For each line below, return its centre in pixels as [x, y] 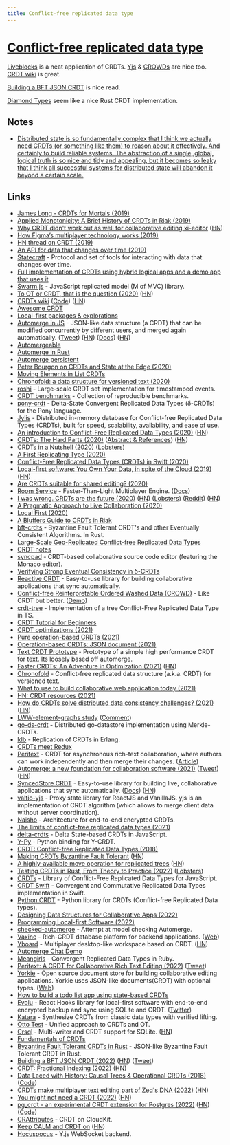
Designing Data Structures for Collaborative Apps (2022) [97, 915]
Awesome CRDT [40, 308]
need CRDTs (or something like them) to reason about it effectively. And [118, 146]
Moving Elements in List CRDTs [61, 374]
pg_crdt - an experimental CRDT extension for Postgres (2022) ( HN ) [113, 1105]
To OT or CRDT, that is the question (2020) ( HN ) [85, 294]
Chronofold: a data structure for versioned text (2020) [93, 382]
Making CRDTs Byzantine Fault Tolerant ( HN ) [80, 856]
